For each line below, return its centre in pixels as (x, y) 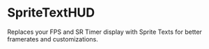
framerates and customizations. (53, 39)
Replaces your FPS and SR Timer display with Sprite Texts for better (104, 32)
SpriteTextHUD (51, 13)
